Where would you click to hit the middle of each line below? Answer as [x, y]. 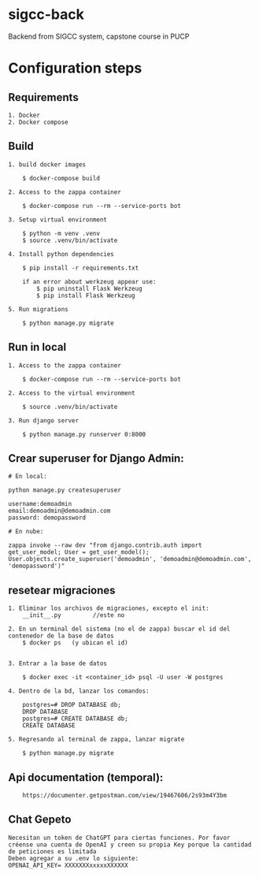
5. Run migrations [38, 309]
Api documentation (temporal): [86, 777]
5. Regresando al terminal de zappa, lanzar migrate [96, 740]
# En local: [28, 477]
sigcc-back [46, 15]
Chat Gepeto [40, 820]
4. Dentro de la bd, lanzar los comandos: [79, 691]
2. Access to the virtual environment [72, 393]
